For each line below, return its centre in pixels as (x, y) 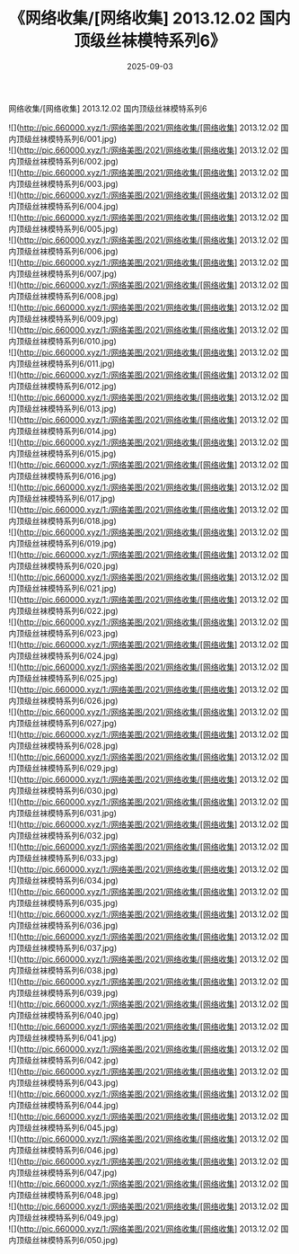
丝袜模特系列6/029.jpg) (75, 768)
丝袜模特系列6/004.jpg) (75, 206)
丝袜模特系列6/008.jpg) (75, 296)
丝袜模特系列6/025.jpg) (75, 678)
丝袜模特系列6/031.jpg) (75, 813)
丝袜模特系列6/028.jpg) (75, 745)
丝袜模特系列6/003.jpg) (75, 183)
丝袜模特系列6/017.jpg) (74, 498)
